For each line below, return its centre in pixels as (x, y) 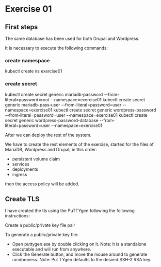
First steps (21, 27)
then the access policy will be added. (42, 184)
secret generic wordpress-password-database (52, 120)
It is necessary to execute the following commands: (56, 48)
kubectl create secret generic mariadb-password (54, 94)
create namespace (27, 60)
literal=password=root (27, 99)
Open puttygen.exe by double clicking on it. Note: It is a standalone (79, 244)
